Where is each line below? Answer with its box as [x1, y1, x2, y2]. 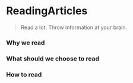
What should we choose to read [6, 55, 100, 63]
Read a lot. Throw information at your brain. [20, 24, 128, 31]
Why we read [6, 39, 45, 47]
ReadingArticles [6, 4, 88, 18]
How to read [6, 70, 42, 78]
